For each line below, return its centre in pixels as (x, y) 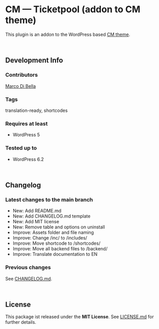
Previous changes (28, 268)
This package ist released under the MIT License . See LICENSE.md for (79, 317)
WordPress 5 (26, 135)
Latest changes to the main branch (49, 199)
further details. (21, 322)
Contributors (22, 75)
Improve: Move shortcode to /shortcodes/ (57, 243)
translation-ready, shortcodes (36, 110)
